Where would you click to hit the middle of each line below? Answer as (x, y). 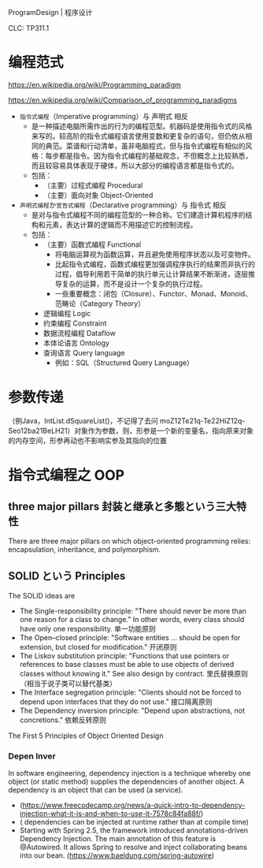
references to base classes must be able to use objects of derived (127, 664)
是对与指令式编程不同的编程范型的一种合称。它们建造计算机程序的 (138, 214)
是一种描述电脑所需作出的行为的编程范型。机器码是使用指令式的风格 (142, 126)
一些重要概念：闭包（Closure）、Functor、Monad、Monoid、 (153, 293)
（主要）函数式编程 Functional (92, 244)
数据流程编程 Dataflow (79, 333)
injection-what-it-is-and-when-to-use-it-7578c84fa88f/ (110, 813)
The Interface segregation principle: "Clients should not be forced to (130, 692)
